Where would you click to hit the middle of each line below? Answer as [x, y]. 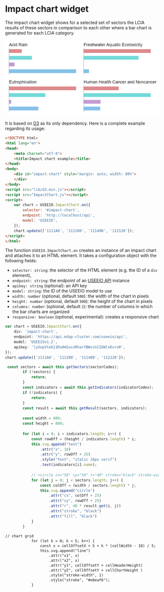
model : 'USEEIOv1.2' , [36, 342]
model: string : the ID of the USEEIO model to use [62, 291]
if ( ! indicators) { [42, 392]
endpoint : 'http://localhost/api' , [59, 215]
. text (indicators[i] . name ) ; [68, 465]
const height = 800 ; [43, 423]
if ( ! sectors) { [39, 372]
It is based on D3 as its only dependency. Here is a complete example [75, 124]
